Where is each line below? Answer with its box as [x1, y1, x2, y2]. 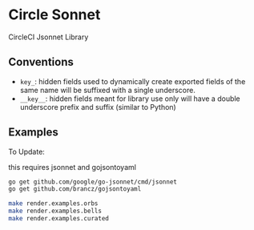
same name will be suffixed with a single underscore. [19, 85, 196, 95]
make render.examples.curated [8, 215, 110, 223]
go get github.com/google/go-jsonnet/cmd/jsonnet [8, 178, 178, 186]
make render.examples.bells [8, 207, 103, 216]
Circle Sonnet [8, 6, 101, 24]
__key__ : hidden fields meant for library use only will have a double [19, 94, 240, 103]
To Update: [8, 147, 46, 156]
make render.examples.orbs [8, 200, 99, 208]
